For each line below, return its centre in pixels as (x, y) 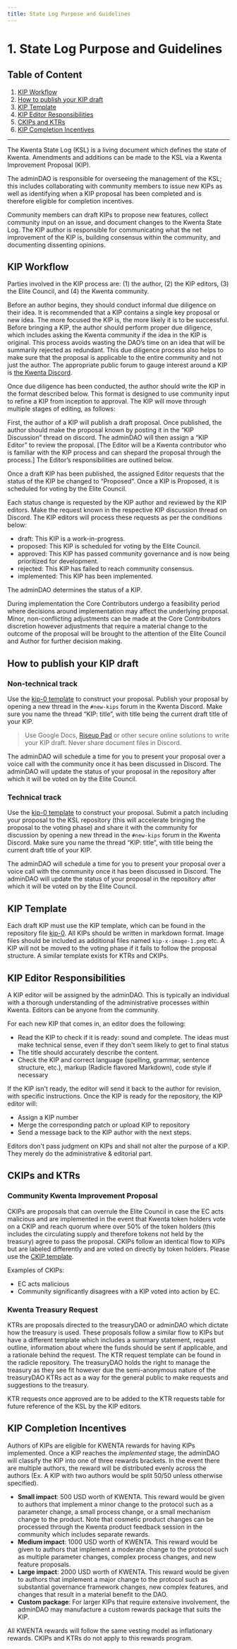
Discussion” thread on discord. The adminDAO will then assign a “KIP (108, 438)
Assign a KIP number (48, 1117)
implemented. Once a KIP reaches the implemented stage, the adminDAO (114, 1453)
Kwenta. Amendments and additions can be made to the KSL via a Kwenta (115, 157)
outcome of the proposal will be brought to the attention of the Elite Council (117, 634)
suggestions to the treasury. (48, 1385)
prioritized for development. (58, 561)
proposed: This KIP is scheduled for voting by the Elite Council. (109, 546)
